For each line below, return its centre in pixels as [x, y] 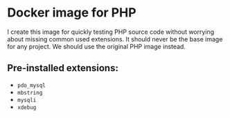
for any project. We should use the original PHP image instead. [96, 46]
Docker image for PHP [72, 13]
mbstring [30, 92]
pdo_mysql [32, 85]
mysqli [27, 100]
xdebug [27, 107]
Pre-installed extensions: [63, 68]
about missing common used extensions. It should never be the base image [115, 39]
